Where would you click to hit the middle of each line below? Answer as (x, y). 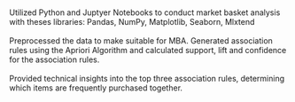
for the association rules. (54, 59)
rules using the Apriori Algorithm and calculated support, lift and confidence (148, 50)
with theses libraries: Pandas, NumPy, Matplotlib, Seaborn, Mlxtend (132, 22)
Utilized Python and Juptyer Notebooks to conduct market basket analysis (145, 12)
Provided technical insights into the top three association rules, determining (147, 78)
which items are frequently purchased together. (96, 88)
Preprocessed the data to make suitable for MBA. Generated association (141, 41)
